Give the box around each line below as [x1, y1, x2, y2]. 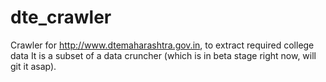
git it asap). [10, 60, 57, 72]
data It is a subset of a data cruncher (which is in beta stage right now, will [10, 49, 317, 61]
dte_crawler [10, 6, 112, 29]
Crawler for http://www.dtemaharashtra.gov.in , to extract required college [10, 39, 315, 51]
